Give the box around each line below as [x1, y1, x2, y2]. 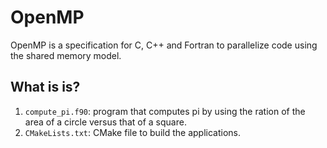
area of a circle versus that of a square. [24, 116, 187, 128]
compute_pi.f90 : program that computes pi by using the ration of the [24, 105, 306, 117]
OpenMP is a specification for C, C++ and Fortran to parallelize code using [10, 39, 318, 51]
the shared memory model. [10, 49, 122, 61]
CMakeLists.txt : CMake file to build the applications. [24, 126, 241, 138]
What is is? [10, 79, 81, 96]
